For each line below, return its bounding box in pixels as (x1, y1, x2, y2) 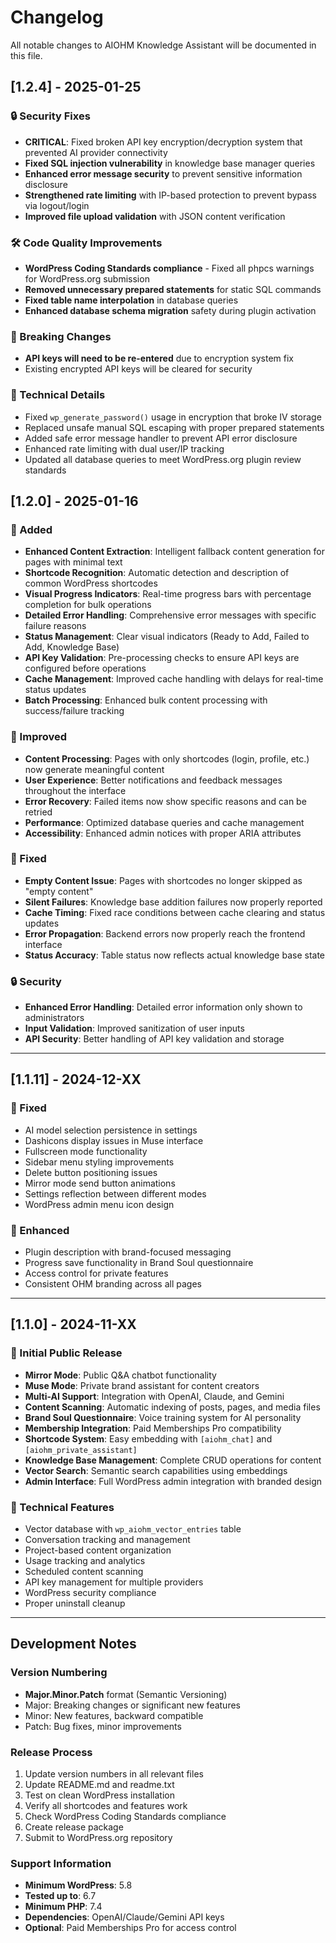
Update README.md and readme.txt (24, 1779, 175, 1791)
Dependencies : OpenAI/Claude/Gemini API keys (24, 1911, 225, 1923)
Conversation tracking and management (24, 1534, 191, 1546)
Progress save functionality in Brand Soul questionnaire (24, 1257, 254, 1269)
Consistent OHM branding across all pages (24, 1278, 202, 1290)
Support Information (10, 1856, 112, 1870)
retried (24, 806, 53, 818)
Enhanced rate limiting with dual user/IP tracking (24, 442, 225, 455)
